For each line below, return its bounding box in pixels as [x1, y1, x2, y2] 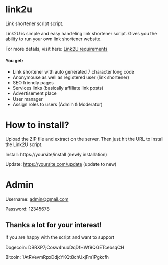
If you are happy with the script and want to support [5, 234, 115, 240]
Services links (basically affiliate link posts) [12, 85, 104, 91]
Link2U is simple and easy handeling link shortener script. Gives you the [5, 30, 157, 36]
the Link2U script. [5, 141, 43, 148]
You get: [5, 57, 24, 63]
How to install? [5, 119, 70, 131]
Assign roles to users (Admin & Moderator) [12, 101, 103, 108]
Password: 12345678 [5, 206, 50, 212]
